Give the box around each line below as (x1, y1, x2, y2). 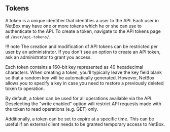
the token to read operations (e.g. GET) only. (5, 106, 98, 112)
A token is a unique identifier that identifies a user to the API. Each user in (5, 17, 159, 23)
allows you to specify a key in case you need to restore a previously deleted (5, 80, 164, 86)
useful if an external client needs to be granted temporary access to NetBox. (5, 121, 165, 127)
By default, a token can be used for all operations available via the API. (5, 95, 153, 101)
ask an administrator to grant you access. (5, 54, 92, 60)
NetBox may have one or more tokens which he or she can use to (5, 23, 142, 29)
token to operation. (5, 85, 45, 92)
